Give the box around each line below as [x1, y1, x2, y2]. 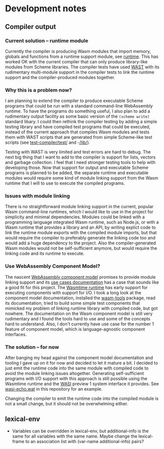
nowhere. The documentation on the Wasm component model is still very [5, 310, 153, 317]
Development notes [5, 3, 87, 14]
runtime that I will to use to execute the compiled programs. [5, 180, 125, 186]
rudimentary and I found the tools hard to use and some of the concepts [5, 316, 151, 321]
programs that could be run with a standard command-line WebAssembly [5, 103, 153, 109]
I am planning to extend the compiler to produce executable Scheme [5, 98, 143, 104]
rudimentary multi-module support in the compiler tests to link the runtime [5, 69, 155, 75]
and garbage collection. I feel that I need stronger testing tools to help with [5, 159, 156, 165]
